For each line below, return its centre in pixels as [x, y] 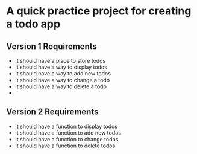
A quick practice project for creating [99, 11]
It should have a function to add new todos [68, 133]
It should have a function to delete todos [65, 146]
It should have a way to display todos [61, 67]
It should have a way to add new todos [63, 73]
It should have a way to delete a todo [61, 86]
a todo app [33, 24]
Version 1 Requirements [52, 46]
